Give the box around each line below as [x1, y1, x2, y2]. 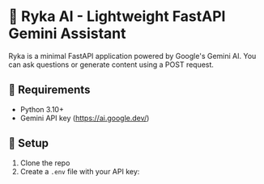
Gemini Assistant [8, 24, 127, 43]
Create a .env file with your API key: [19, 166, 140, 176]
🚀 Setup [8, 136, 49, 150]
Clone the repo [19, 157, 70, 168]
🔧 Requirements [8, 83, 91, 97]
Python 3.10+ [19, 104, 65, 114]
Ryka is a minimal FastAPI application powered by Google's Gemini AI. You [8, 51, 257, 61]
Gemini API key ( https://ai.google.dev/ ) [19, 113, 150, 123]
